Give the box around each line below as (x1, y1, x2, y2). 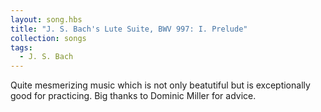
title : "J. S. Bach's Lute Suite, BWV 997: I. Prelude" (10, 24, 248, 34)
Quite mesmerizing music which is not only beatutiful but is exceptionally (10, 79, 311, 91)
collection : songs (10, 33, 87, 43)
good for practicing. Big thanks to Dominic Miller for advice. (10, 90, 257, 102)
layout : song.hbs (10, 14, 83, 25)
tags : (10, 42, 33, 53)
